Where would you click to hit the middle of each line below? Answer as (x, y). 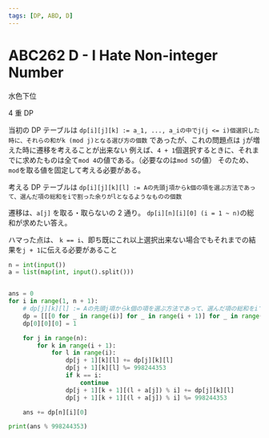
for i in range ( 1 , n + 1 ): (53, 302)
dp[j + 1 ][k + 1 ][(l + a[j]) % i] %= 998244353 (146, 398)
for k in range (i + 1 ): (76, 346)
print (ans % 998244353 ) (48, 427)
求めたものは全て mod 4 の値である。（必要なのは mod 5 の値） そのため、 (138, 160)
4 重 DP (21, 112)
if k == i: (84, 375)
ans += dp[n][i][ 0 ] (55, 412)
